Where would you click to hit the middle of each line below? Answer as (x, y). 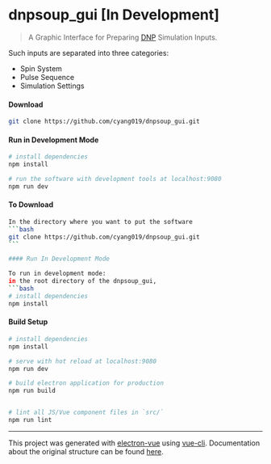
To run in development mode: (57, 274)
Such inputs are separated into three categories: (89, 53)
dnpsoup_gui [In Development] (114, 15)
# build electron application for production (86, 383)
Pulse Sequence (47, 77)
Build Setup (28, 322)
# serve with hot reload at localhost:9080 (83, 361)
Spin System (41, 68)
